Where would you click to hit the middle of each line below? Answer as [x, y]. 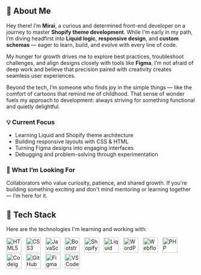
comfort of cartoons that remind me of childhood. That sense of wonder [96, 93]
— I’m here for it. [27, 196]
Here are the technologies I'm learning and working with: [77, 229]
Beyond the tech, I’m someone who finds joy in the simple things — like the [99, 87]
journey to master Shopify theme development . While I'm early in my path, [100, 32]
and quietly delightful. [33, 107]
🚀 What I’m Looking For [41, 170]
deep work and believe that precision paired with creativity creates [89, 69]
